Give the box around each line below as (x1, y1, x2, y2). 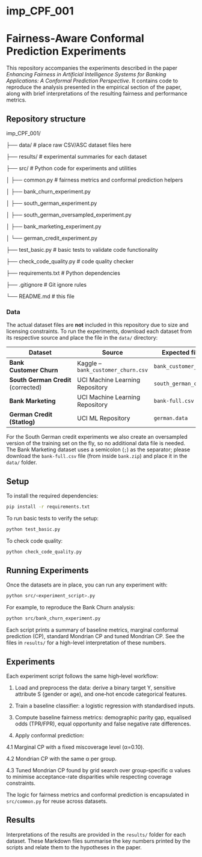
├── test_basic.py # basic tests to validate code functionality (6, 246, 158, 253)
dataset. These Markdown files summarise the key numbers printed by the (6, 837, 191, 844)
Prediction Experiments (6, 44, 126, 58)
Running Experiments (6, 566, 89, 576)
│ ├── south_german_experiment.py (6, 200, 97, 207)
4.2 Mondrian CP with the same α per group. (6, 755, 117, 763)
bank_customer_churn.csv (77, 367, 148, 374)
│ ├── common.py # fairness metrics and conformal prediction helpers (6, 176, 183, 183)
